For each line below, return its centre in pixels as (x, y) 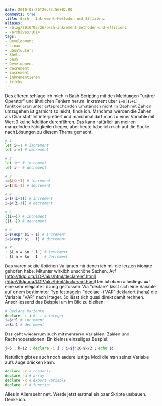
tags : (10, 37)
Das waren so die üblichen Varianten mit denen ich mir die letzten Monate (79, 266)
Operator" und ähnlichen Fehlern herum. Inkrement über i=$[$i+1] (72, 101)
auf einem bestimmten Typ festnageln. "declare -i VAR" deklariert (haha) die (81, 292)
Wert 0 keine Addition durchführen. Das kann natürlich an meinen (70, 122)
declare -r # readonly (28, 371)
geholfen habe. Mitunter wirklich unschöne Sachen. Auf (61, 271)
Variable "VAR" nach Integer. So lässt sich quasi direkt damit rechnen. (75, 297)
